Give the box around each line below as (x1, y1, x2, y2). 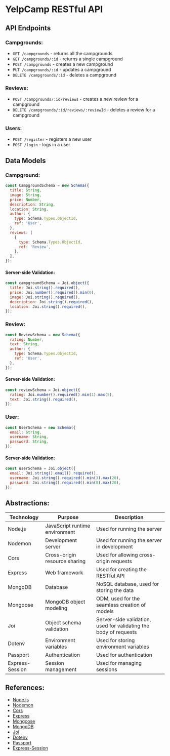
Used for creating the (96, 566, 147, 573)
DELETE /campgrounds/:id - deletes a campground (12, 72, 116, 78)
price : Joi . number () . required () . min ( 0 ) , (10, 290, 96, 295)
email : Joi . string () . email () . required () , (10, 471, 99, 476)
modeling (45, 605, 68, 612)
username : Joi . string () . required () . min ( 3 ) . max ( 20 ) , (10, 475, 121, 481)
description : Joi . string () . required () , (10, 299, 94, 304)
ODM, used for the (96, 595, 140, 602)
